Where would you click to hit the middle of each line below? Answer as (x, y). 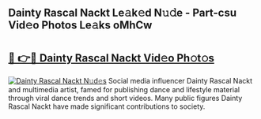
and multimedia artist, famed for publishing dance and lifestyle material (124, 89)
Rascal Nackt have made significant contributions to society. (107, 106)
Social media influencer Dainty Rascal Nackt (180, 81)
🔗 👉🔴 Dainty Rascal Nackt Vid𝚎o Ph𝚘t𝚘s (112, 58)
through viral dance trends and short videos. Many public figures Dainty (125, 98)
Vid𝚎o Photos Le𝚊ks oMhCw (80, 26)
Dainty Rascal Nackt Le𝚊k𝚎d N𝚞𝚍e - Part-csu (123, 13)
